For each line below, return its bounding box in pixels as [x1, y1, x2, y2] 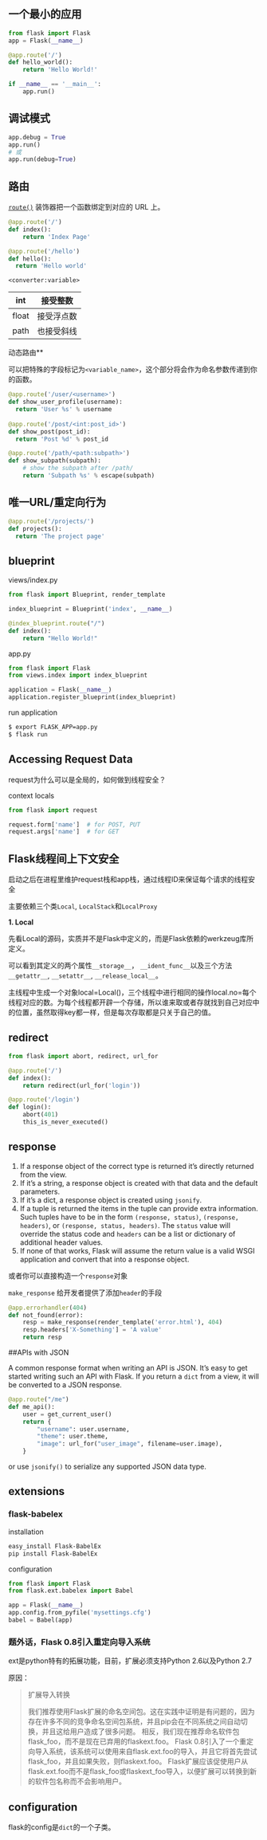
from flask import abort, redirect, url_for [8, 1052, 159, 1060]
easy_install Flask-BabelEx [8, 1542, 102, 1550]
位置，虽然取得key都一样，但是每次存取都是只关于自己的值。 [14, 1007, 216, 1018]
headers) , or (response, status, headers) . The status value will [19, 1220, 231, 1230]
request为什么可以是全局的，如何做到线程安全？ [8, 775, 167, 784]
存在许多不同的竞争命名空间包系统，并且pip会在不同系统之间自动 [27, 1716, 241, 1727]
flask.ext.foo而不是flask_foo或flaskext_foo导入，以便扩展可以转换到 [27, 1767, 250, 1776]
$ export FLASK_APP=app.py [8, 724, 98, 732]
